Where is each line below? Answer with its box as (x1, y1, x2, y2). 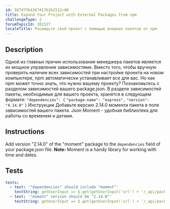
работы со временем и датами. (5, 112, 74, 118)
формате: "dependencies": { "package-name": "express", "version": (5, 96, 149, 102)
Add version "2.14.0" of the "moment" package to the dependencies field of (5, 141, 161, 147)
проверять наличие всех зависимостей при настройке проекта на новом (5, 69, 164, 75)
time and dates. (5, 152, 38, 158)
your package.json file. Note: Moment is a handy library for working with (5, 146, 157, 153)
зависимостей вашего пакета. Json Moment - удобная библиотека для (5, 107, 158, 113)
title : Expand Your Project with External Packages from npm (5, 12, 137, 17)
